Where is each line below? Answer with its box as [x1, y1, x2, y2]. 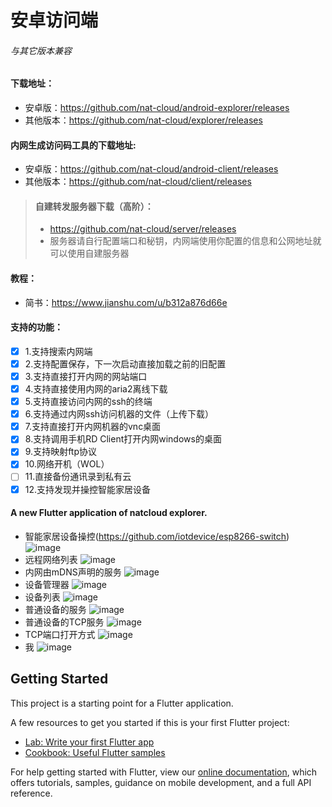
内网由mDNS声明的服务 [24, 566, 122, 578]
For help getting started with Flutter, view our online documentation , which [10, 766, 318, 778]
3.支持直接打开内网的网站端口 [24, 370, 148, 382]
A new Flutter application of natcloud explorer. [10, 507, 208, 519]
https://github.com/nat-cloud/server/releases [49, 223, 237, 235]
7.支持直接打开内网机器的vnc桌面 [24, 421, 162, 433]
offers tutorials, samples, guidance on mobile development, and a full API [10, 776, 312, 788]
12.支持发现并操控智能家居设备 [24, 483, 152, 495]
